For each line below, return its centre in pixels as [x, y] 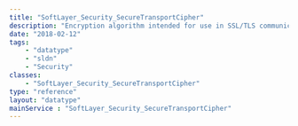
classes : [25, 75]
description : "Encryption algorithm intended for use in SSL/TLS [132, 26]
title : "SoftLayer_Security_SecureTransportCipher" [106, 17]
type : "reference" [43, 91]
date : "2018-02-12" [45, 34]
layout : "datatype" [45, 100]
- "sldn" [41, 59]
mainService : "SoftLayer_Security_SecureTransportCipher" [121, 108]
